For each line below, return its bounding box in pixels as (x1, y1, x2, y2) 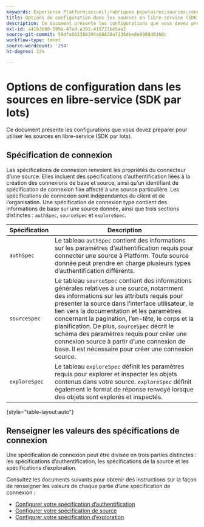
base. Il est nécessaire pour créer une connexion (54, 345, 194, 353)
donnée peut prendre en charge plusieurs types (54, 259, 191, 267)
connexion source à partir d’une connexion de (54, 337, 186, 345)
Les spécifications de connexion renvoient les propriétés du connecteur (6, 166, 186, 173)
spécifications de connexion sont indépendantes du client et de (6, 192, 165, 199)
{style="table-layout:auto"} (6, 408, 74, 415)
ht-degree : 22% (6, 49, 45, 55)
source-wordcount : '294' (6, 43, 69, 49)
